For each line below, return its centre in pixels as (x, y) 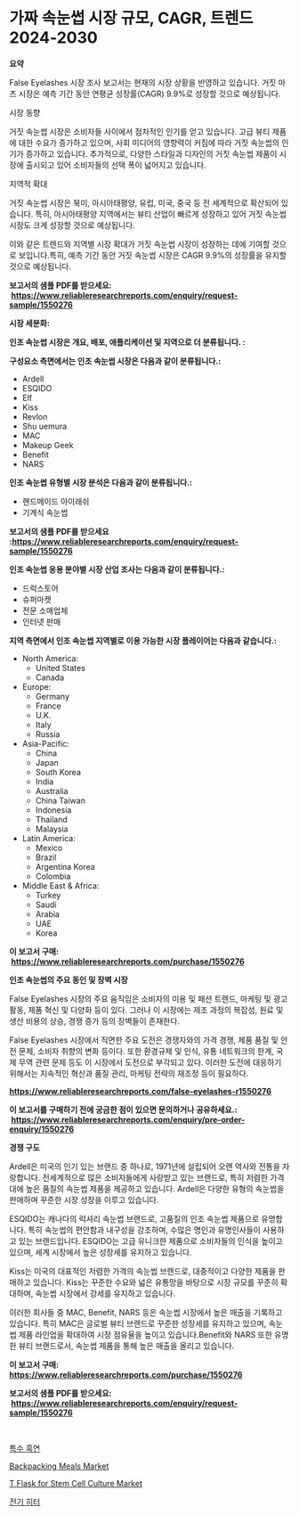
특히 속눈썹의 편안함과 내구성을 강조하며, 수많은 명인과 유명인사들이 (144, 1230)
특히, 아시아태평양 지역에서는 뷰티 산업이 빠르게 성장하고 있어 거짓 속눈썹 (161, 214)
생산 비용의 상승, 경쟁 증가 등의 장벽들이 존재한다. (95, 1020)
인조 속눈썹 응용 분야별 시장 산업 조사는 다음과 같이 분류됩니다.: (117, 569)
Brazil (46, 857)
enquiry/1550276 (42, 1129)
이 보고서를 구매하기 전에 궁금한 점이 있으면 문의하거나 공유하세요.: (123, 1110)
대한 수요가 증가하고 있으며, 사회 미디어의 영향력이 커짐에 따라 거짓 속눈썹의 (149, 143)
